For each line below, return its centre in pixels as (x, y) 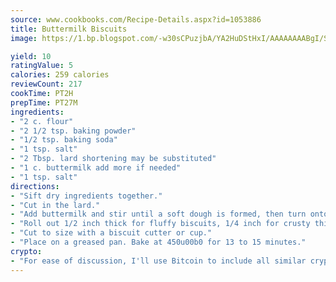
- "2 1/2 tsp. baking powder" (73, 131)
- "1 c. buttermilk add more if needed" (96, 168)
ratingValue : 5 (42, 66)
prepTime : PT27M (44, 102)
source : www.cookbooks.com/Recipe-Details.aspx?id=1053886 (136, 19)
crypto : (26, 251)
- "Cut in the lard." (55, 205)
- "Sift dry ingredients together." (86, 196)
